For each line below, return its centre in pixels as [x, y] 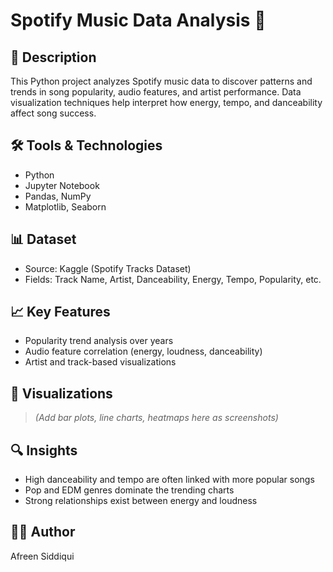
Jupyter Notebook [62, 185]
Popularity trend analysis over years [99, 341]
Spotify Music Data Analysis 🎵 [138, 20]
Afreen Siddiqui [42, 556]
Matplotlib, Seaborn [65, 206]
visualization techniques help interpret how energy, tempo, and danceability [166, 102]
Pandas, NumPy [58, 196]
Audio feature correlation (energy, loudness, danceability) [143, 351]
